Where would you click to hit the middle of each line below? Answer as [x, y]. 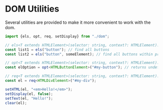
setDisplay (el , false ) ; [29, 94]
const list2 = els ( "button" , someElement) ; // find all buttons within [79, 54]
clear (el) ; [16, 103]
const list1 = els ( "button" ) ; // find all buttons [57, 49]
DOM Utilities [32, 9]
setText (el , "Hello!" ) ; [29, 98]
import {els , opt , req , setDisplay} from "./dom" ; [57, 36]
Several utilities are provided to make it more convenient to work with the [78, 22]
